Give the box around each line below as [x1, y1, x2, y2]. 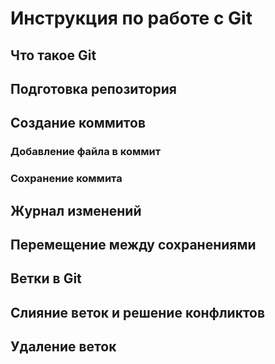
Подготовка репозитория [10, 80, 177, 97]
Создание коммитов [10, 115, 146, 132]
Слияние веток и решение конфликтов [10, 304, 266, 321]
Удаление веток [10, 338, 117, 356]
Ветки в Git [10, 270, 82, 287]
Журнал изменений [10, 202, 142, 219]
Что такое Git [10, 47, 97, 64]
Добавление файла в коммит [10, 145, 162, 159]
